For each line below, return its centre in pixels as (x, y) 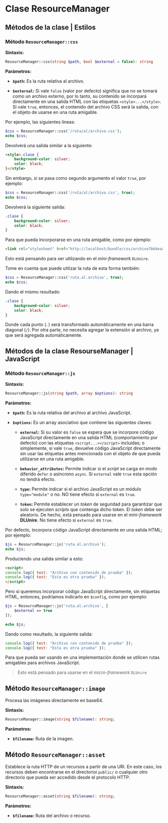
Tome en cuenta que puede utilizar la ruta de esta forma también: (72, 268)
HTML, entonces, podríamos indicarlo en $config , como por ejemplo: (76, 597)
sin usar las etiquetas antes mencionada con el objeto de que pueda (90, 453)
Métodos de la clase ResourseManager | (69, 351)
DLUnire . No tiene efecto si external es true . (66, 520)
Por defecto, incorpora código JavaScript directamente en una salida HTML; (84, 530)
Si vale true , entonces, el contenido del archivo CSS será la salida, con (85, 107)
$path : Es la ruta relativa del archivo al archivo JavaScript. (72, 413)
